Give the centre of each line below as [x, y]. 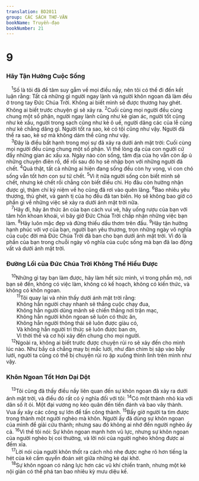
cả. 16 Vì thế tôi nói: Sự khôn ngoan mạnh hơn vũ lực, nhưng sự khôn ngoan [97, 431]
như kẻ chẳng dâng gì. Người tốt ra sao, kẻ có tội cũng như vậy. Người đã [96, 129]
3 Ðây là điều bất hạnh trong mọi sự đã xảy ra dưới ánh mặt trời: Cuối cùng [102, 142]
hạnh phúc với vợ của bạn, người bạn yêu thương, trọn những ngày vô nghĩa [99, 229]
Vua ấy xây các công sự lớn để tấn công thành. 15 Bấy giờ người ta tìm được [98, 412]
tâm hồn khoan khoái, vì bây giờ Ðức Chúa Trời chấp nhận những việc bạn [97, 216]
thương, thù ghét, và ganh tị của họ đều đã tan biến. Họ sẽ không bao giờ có [99, 196]
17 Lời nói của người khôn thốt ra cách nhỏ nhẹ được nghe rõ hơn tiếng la [99, 451]
